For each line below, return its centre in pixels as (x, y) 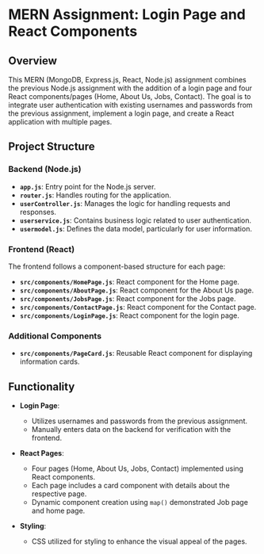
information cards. (50, 361)
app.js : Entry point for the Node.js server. (88, 186)
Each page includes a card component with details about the (130, 486)
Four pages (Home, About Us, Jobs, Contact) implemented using (138, 468)
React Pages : (42, 453)
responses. (38, 212)
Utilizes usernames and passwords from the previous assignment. (140, 421)
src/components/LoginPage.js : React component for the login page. (130, 315)
